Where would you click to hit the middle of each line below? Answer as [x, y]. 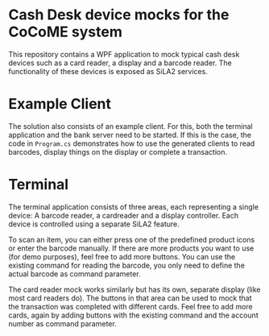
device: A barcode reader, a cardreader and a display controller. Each [124, 215]
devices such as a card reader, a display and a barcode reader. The [120, 63]
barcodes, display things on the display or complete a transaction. [118, 151]
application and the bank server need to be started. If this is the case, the [130, 135]
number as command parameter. [62, 323]
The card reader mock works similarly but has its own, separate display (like [134, 289]
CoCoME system [65, 32]
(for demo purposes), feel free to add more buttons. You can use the [122, 256]
